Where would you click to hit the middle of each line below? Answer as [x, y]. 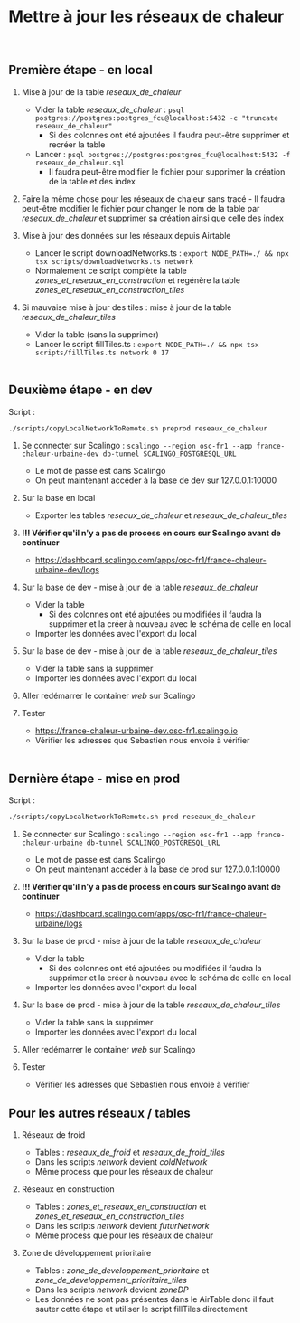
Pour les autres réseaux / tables [99, 1113]
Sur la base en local [58, 498]
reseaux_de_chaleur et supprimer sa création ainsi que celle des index [153, 218]
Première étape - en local [80, 70]
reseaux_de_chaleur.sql [80, 163]
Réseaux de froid [53, 1134]
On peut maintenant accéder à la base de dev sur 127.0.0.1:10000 [156, 480]
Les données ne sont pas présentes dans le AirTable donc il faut [155, 1299]
